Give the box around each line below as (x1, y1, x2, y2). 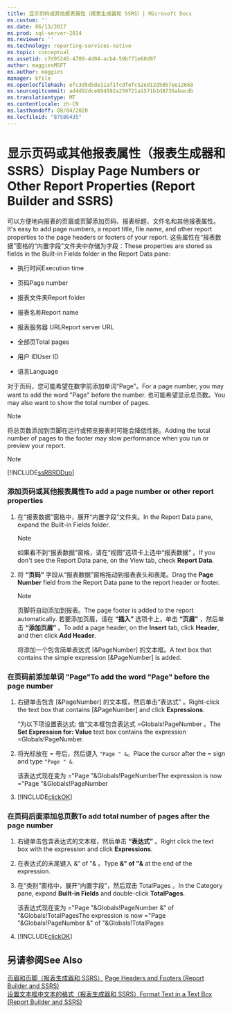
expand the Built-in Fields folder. (17, 520, 111, 529)
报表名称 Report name (17, 308, 79, 316)
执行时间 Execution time (17, 263, 84, 272)
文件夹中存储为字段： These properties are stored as (63, 241, 213, 250)
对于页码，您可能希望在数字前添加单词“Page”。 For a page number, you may (7, 381, 224, 390)
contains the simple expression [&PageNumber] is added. (17, 653, 182, 661)
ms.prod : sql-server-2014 (7, 29, 82, 37)
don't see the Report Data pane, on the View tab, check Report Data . (17, 556, 215, 564)
